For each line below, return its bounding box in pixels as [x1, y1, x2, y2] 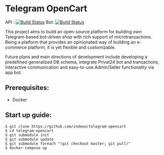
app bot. [5, 69, 22, 75]
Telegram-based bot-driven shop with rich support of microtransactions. [5, 34, 152, 40]
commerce [5, 44, 27, 50]
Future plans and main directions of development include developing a [5, 53, 147, 59]
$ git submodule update [5, 137, 54, 142]
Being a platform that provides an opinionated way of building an [5, 39, 136, 45]
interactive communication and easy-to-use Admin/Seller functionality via [5, 64, 154, 70]
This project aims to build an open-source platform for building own [5, 28, 142, 34]
